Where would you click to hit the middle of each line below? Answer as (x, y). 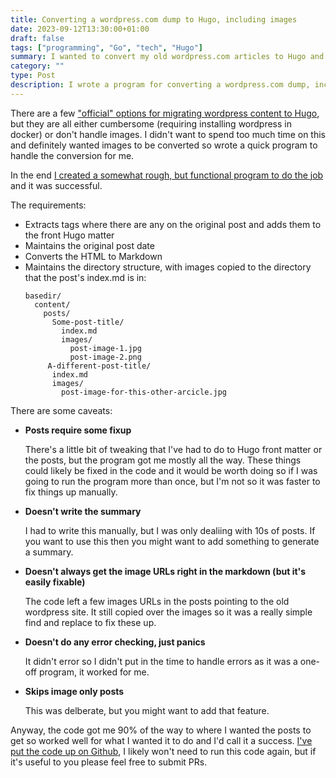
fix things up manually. (71, 492)
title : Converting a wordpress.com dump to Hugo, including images (154, 19)
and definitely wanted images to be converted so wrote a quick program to (164, 145)
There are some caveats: (61, 410)
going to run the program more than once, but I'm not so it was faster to (172, 481)
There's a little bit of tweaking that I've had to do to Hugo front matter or (173, 449)
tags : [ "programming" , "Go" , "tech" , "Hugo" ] (106, 47)
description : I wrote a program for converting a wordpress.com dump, (160, 85)
